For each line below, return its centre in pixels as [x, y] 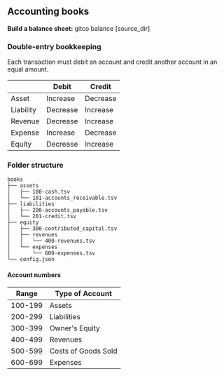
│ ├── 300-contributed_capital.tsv [62, 229]
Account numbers [34, 275]
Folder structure [35, 166]
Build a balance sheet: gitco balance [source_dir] [79, 28]
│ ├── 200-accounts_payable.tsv [58, 210]
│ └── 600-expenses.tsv [51, 253]
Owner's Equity [75, 328]
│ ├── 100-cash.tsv [39, 192]
